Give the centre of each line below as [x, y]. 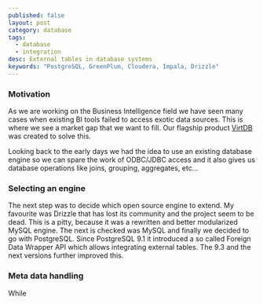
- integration [38, 52]
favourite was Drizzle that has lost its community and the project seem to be [131, 214]
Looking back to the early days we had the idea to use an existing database [130, 152]
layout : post [29, 23]
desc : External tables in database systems [80, 60]
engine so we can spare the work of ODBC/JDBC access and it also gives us [132, 160]
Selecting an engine [47, 188]
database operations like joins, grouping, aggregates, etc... [103, 168]
